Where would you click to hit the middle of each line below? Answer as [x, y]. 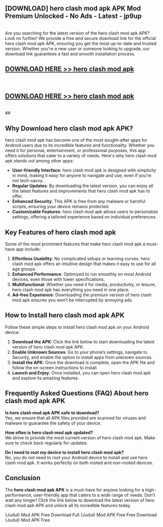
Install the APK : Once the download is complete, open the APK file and [83, 362]
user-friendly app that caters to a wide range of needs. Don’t [94, 495]
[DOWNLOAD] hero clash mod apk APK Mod [73, 9]
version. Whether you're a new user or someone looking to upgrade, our [77, 48]
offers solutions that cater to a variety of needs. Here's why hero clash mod [81, 156]
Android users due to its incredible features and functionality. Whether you [80, 145]
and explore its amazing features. [45, 378]
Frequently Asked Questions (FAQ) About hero [77, 393]
